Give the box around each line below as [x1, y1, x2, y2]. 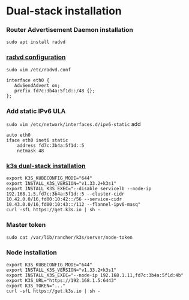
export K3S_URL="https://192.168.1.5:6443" [6, 277, 117, 283]
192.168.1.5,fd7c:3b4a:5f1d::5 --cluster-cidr [6, 191, 125, 197]
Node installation [6, 248, 57, 256]
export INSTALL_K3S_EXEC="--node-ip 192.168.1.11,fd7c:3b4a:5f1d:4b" [6, 272, 184, 278]
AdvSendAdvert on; [14, 82, 61, 88]
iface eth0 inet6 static [6, 137, 68, 143]
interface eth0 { [6, 77, 50, 83]
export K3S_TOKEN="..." [6, 283, 66, 289]
